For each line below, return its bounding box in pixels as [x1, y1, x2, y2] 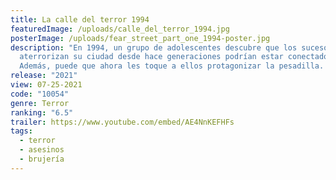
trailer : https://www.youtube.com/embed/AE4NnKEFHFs [10, 117, 235, 127]
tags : [10, 126, 33, 136]
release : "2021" [10, 71, 78, 81]
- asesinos [19, 145, 65, 155]
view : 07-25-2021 [10, 80, 83, 90]
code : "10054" [10, 89, 70, 99]
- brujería [19, 154, 65, 164]
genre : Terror [10, 98, 70, 108]
